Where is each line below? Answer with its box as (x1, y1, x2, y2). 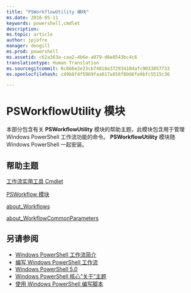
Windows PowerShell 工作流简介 (15, 250, 97, 258)
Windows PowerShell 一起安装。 (6, 141, 88, 148)
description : (6, 26, 40, 32)
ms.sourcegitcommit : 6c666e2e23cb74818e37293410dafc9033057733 (6, 65, 170, 72)
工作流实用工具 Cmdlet (6, 178, 64, 185)
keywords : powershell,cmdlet (6, 20, 80, 26)
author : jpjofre (6, 37, 47, 43)
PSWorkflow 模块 (6, 191, 50, 198)
